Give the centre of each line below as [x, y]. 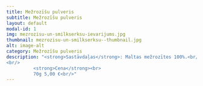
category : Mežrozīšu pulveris [44, 51]
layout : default [27, 23]
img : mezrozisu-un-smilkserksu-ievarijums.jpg [66, 35]
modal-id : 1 [21, 29]
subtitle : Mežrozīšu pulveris [44, 18]
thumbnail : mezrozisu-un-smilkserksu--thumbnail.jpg [74, 40]
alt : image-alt [25, 46]
